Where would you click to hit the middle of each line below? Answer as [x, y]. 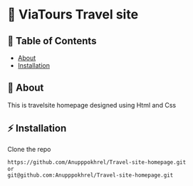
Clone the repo [29, 149]
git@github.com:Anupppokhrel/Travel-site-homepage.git [90, 175]
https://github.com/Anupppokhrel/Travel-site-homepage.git [97, 162]
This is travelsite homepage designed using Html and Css [92, 105]
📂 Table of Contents [52, 41]
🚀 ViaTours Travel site [73, 15]
